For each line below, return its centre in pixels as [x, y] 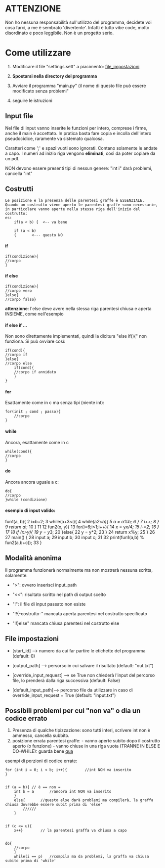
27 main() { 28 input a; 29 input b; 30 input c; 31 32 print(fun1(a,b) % [75, 537]
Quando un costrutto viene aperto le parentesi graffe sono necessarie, [82, 205]
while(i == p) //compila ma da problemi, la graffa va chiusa [82, 857]
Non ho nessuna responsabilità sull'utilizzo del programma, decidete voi [78, 22]
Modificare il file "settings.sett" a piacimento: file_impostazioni [76, 66]
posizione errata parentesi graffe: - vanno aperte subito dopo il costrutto [86, 741]
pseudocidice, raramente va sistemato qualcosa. [55, 138]
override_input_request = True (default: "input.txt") [64, 695]
